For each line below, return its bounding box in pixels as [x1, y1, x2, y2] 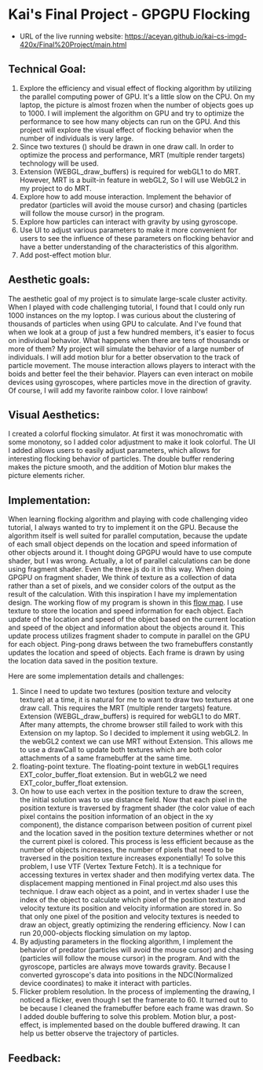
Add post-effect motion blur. [19, 250, 111, 260]
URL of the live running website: [19, 31, 123, 41]
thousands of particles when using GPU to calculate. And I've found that [8, 319, 242, 328]
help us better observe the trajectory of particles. [19, 1028, 179, 1038]
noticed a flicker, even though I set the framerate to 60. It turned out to [19, 995, 248, 1005]
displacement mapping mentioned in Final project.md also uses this [19, 878, 238, 888]
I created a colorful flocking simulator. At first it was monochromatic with [8, 429, 243, 439]
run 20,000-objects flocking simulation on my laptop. [19, 929, 192, 938]
